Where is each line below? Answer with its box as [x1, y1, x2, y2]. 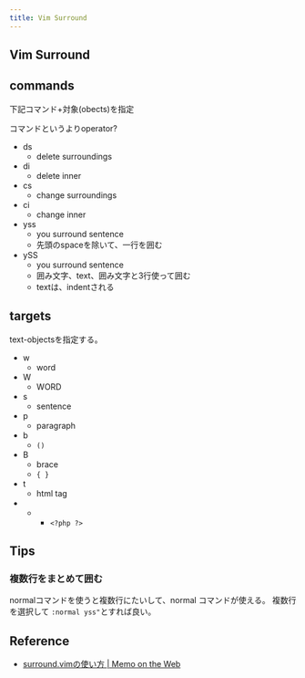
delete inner [36, 170, 82, 181]
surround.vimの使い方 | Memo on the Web [22, 659, 181, 670]
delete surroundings [36, 151, 112, 162]
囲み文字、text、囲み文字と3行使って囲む [36, 270, 191, 281]
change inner [36, 209, 86, 220]
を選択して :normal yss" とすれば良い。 [9, 606, 157, 617]
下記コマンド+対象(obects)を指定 [9, 103, 135, 114]
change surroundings [36, 189, 117, 201]
